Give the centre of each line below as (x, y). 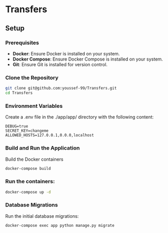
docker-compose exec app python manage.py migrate (60, 225)
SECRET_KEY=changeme (27, 131)
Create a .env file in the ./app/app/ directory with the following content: (79, 117)
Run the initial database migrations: (42, 216)
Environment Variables (34, 106)
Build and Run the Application (43, 148)
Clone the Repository (32, 77)
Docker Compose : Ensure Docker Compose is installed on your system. (88, 59)
